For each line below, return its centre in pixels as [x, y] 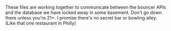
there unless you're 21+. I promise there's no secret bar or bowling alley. [81, 18]
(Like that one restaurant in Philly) [41, 23]
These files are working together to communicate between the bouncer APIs [86, 7]
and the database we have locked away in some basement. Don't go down [84, 12]
